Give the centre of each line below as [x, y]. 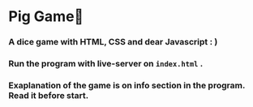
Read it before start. [49, 95]
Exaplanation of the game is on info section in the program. [127, 85]
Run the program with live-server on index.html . [106, 64]
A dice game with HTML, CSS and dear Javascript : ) [113, 42]
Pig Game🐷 [46, 17]
